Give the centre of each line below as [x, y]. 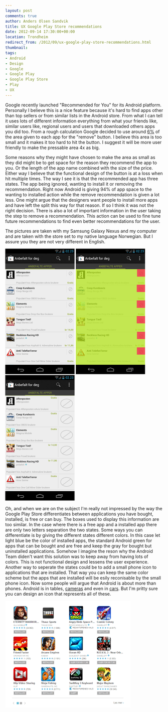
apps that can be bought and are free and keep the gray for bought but [78, 546]
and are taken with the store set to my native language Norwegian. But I [79, 236]
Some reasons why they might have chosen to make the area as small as [80, 157]
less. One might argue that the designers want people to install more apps [81, 200]
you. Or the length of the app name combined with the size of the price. [79, 168]
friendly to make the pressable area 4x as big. [53, 148]
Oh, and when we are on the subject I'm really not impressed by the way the [84, 508]
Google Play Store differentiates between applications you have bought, [79, 514]
